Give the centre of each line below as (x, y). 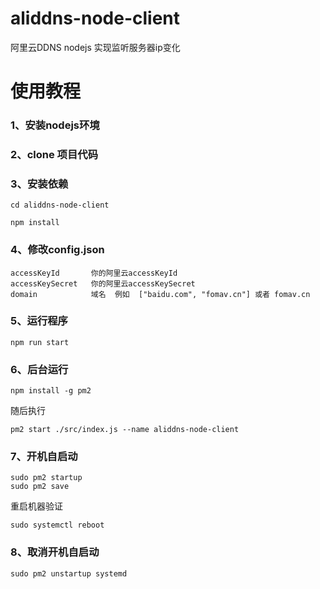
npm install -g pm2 (51, 391)
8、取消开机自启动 (55, 552)
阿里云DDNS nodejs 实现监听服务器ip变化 (95, 47)
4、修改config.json (57, 250)
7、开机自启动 (44, 457)
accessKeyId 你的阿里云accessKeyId (94, 273)
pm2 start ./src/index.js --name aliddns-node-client (125, 430)
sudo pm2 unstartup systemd (69, 573)
